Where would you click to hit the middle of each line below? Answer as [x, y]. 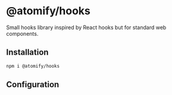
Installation [27, 53]
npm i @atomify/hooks [33, 66]
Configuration [33, 85]
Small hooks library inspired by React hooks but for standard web [86, 27]
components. [22, 33]
